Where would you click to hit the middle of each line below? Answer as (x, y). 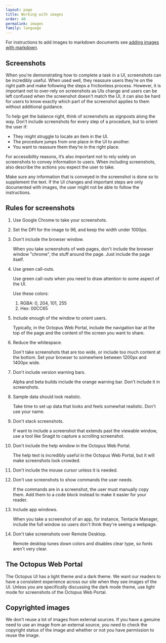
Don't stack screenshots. (38, 421)
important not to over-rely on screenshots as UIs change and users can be (82, 91)
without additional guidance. (35, 107)
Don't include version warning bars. (49, 372)
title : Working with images (35, 14)
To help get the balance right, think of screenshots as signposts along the (81, 116)
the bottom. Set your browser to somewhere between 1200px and (80, 357)
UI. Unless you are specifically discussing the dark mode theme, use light (80, 587)
